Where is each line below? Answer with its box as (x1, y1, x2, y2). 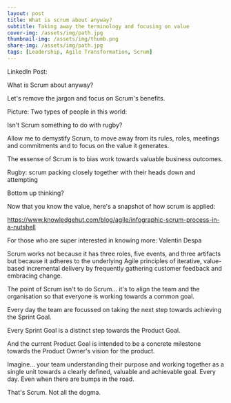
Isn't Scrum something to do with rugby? (7, 121, 123, 129)
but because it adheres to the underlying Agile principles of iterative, (7, 256, 202, 265)
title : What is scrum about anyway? (7, 17, 112, 23)
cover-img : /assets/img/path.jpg (7, 29, 103, 37)
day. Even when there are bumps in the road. (7, 375, 134, 383)
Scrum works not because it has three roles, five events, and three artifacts (7, 249, 221, 258)
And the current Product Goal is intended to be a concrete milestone (7, 339, 201, 348)
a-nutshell (7, 223, 36, 231)
